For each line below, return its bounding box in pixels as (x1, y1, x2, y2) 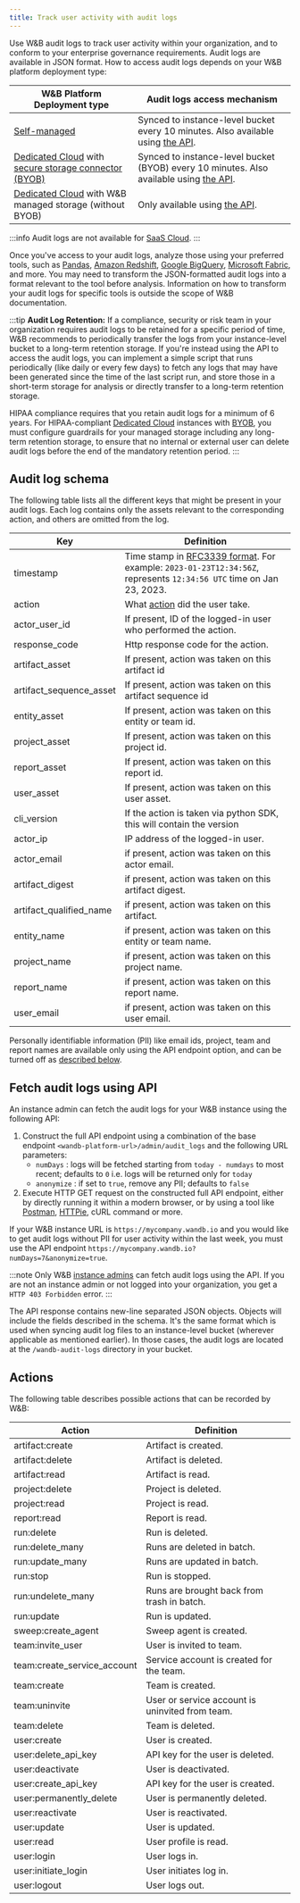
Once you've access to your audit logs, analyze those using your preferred (9, 249, 284, 260)
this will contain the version (124, 818, 239, 830)
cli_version (13, 813, 58, 825)
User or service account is (146, 1694, 256, 1707)
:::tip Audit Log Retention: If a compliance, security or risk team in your (9, 314, 272, 325)
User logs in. (146, 1850, 199, 1863)
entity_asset (13, 710, 64, 722)
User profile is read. (146, 1836, 229, 1849)
